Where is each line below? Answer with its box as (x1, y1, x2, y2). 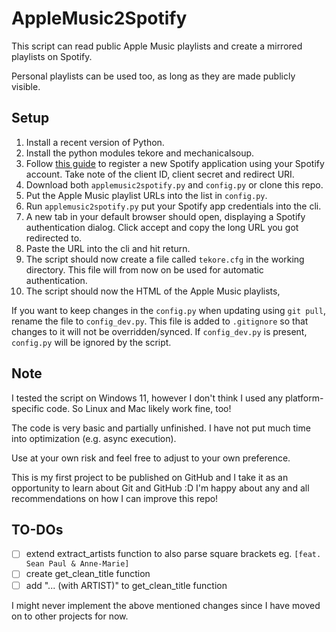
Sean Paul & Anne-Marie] (25, 559, 130, 569)
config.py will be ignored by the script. (11, 336, 172, 348)
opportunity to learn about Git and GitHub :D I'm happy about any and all (11, 482, 310, 494)
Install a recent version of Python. (25, 136, 165, 148)
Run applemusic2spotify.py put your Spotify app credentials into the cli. (25, 200, 322, 212)
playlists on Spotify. (11, 50, 93, 62)
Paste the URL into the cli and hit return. (25, 242, 191, 254)
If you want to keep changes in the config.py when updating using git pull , (11, 304, 326, 316)
